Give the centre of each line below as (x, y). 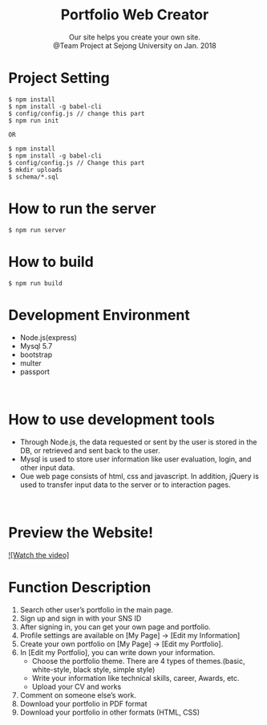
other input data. (47, 467)
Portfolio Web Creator (135, 15)
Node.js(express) (49, 337)
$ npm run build (35, 283)
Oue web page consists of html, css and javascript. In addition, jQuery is (139, 476)
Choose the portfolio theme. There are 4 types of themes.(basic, (138, 661)
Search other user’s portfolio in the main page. (97, 609)
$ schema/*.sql (34, 177)
